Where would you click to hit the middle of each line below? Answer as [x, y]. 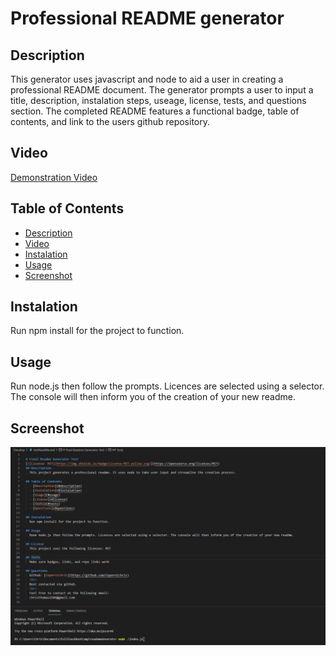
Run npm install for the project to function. [97, 331]
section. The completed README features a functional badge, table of [155, 111]
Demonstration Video [54, 177]
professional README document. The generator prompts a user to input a [162, 90]
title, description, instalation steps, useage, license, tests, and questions [158, 100]
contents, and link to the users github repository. [110, 121]
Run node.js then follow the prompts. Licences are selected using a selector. [167, 386]
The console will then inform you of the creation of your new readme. [153, 397]
